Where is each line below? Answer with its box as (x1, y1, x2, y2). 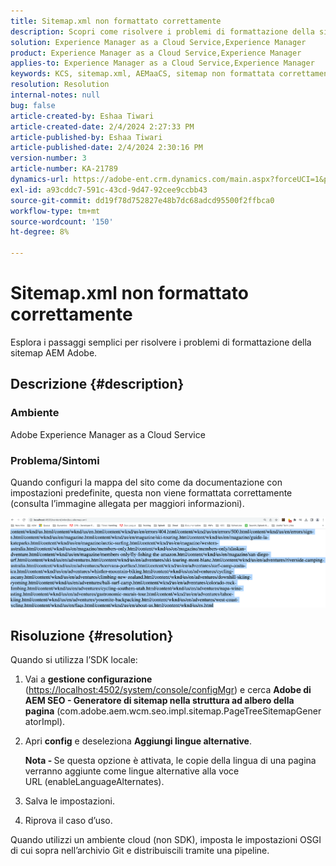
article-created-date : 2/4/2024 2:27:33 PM (10, 121, 195, 132)
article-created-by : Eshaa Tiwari (10, 111, 155, 121)
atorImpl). (24, 716, 66, 728)
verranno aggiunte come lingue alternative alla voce (24, 765, 240, 777)
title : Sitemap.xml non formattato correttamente (10, 16, 222, 26)
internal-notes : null (10, 90, 101, 100)
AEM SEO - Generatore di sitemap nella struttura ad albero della (24, 695, 295, 707)
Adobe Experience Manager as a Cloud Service (10, 428, 206, 440)
